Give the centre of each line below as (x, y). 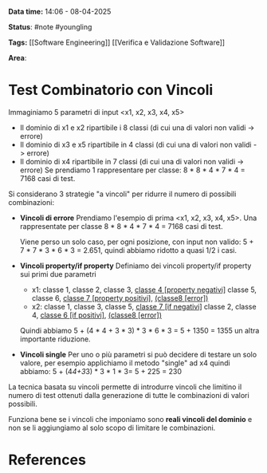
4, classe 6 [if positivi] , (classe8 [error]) (96, 315)
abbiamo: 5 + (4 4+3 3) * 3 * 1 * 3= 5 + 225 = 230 (100, 371)
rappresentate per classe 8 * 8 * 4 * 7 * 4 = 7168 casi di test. (121, 226)
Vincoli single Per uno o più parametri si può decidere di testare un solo (138, 354)
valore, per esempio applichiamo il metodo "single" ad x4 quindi (125, 363)
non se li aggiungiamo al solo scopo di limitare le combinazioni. (112, 428)
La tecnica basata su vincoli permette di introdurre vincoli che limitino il (125, 387)
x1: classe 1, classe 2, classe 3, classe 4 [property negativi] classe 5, (144, 290)
